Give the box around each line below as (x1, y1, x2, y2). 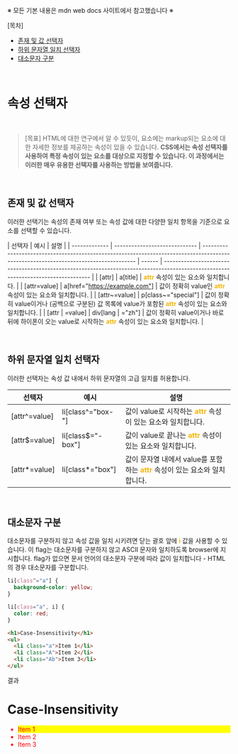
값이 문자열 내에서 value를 (125, 454, 208, 464)
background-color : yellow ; (13, 584, 93, 591)
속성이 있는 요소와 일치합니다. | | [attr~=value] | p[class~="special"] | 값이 (7, 290, 217, 299)
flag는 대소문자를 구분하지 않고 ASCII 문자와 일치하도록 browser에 (35, 545, 219, 554)
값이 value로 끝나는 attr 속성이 (125, 430, 222, 440)
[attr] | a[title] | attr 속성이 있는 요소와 (98, 273, 205, 281)
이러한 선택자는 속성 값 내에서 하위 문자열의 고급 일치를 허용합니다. (7, 373, 191, 382)
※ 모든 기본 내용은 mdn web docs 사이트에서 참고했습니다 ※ (7, 6, 174, 14)
